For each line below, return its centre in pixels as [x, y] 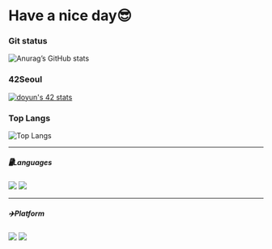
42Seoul [25, 79]
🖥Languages [30, 162]
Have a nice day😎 [70, 16]
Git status [28, 41]
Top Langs [30, 118]
